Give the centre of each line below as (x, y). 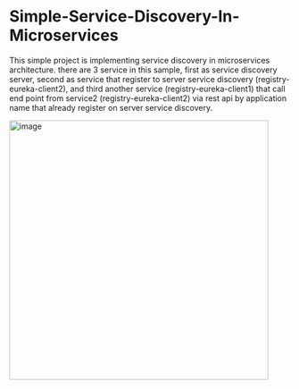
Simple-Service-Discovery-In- (125, 17)
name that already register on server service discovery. (111, 107)
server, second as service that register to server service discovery (131, 79)
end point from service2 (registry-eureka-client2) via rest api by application (148, 98)
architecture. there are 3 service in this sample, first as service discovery (144, 70)
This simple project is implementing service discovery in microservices (140, 60)
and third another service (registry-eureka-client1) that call (178, 89)
